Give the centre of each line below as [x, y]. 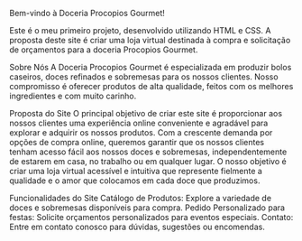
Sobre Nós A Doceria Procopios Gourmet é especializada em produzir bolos [151, 67]
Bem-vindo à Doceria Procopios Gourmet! [87, 13]
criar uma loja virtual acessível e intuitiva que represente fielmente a [136, 171]
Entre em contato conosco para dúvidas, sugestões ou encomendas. [137, 227]
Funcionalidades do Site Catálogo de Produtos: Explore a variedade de [141, 198]
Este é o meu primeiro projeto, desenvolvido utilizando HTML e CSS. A [140, 30]
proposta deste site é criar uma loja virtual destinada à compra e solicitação [150, 40]
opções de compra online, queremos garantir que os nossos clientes [137, 142]
